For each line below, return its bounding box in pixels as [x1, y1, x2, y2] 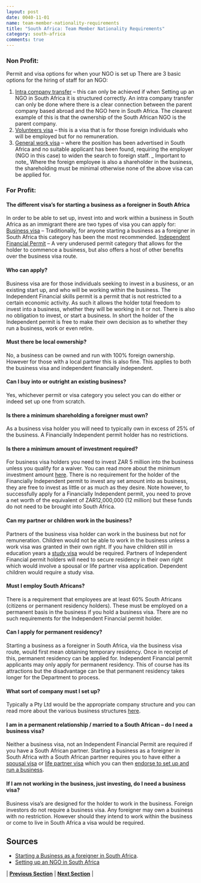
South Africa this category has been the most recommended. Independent [6, 234, 190, 241]
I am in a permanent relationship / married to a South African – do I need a [6, 721, 193, 728]
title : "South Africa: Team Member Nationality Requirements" [6, 25, 165, 32]
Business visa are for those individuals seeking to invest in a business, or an [6, 280, 194, 287]
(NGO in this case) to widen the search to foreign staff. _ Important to [14, 152, 186, 159]
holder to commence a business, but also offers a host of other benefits [6, 246, 184, 253]
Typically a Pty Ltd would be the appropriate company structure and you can [6, 701, 196, 708]
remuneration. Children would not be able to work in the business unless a [6, 536, 190, 544]
